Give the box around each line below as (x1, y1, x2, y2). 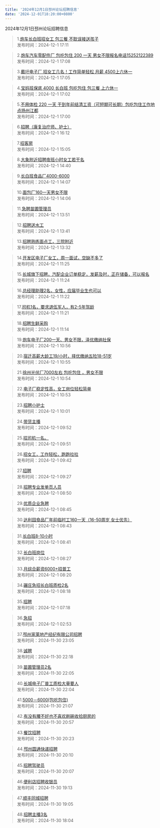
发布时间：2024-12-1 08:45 (16, 506, 72, 512)
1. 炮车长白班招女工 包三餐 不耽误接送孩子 (16, 36, 99, 42)
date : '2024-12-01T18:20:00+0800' (5, 12, 75, 16)
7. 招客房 (16, 140, 33, 146)
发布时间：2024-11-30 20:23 (16, 735, 74, 741)
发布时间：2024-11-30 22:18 (16, 653, 73, 660)
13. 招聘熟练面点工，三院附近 (16, 238, 73, 244)
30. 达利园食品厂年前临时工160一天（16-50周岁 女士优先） (16, 517, 132, 522)
